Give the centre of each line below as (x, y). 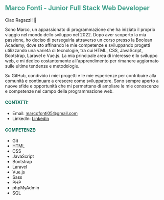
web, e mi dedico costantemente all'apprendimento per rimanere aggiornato (82, 60)
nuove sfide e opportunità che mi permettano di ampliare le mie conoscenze (82, 86)
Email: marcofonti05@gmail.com (45, 114)
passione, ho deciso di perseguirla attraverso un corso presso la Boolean (79, 40)
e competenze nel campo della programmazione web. (59, 91)
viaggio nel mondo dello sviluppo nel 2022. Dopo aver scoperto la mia (76, 34)
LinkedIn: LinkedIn (31, 119)
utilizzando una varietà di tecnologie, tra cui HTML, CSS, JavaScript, (74, 50)
